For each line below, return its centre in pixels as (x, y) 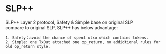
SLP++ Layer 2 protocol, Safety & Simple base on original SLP (69, 22)
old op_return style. (28, 46)
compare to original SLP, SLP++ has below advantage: (62, 27)
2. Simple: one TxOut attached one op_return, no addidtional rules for (83, 42)
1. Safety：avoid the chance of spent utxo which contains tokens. (77, 38)
